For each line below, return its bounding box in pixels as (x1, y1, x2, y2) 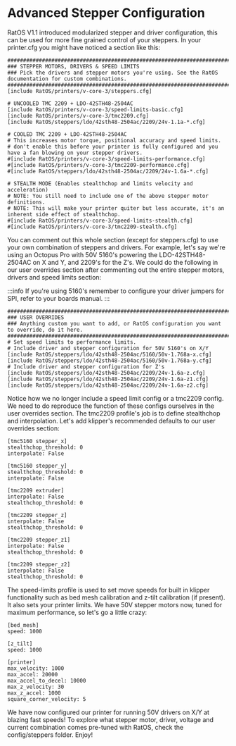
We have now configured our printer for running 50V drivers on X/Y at (7, 708, 209, 716)
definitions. (7, 199, 46, 206)
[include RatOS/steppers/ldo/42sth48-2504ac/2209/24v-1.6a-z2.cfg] (7, 382, 209, 389)
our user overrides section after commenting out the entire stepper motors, (7, 266, 225, 274)
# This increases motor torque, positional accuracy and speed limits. (7, 137, 221, 144)
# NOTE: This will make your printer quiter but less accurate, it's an (7, 204, 225, 212)
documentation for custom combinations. (7, 75, 128, 82)
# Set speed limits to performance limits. (7, 338, 137, 346)
